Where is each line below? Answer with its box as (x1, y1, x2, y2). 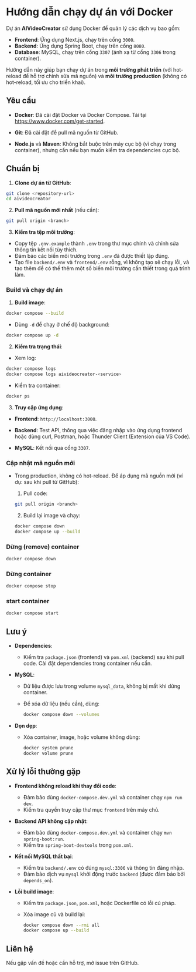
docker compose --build (6, 311, 64, 317)
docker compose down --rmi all (23, 922, 100, 928)
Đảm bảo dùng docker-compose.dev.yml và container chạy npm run (23, 793, 183, 801)
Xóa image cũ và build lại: (23, 910, 85, 918)
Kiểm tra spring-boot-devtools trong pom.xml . (23, 841, 133, 848)
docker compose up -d (6, 332, 59, 338)
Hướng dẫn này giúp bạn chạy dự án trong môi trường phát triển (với (6, 66, 172, 73)
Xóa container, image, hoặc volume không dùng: (23, 734, 140, 741)
